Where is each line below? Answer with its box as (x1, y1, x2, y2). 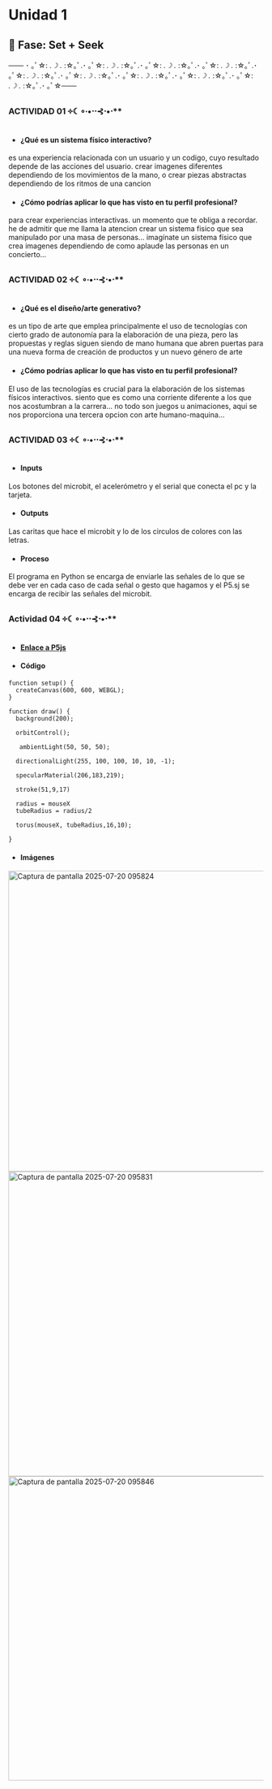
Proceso (19, 553, 49, 563)
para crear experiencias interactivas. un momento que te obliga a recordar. (8, 215, 258, 225)
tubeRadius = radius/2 (15, 806, 92, 815)
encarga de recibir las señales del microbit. (8, 589, 152, 599)
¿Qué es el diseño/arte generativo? (19, 303, 142, 313)
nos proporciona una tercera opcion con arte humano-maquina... (8, 410, 225, 419)
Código (19, 661, 46, 671)
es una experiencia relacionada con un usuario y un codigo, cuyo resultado (8, 153, 259, 163)
